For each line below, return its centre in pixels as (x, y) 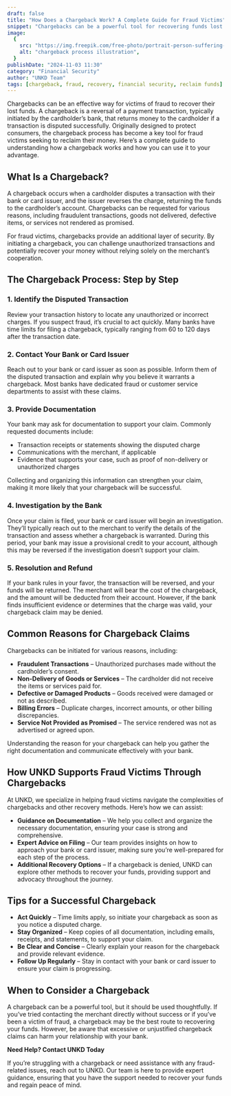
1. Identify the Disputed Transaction (68, 300)
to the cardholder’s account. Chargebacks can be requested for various (109, 208)
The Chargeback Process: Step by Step (93, 280)
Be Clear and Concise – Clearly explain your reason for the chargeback (118, 947)
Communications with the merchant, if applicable (87, 452)
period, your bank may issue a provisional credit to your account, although (112, 542)
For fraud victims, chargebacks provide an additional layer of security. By (111, 236)
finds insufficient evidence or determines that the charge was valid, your (110, 605)
